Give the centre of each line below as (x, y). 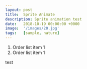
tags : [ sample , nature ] (32, 33)
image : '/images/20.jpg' (32, 28)
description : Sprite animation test (43, 19)
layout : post (19, 10)
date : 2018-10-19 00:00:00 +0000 (42, 24)
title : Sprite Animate (30, 14)
